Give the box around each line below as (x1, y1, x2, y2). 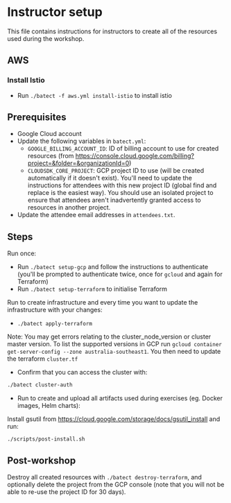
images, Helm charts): (17, 402, 81, 410)
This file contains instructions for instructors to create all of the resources (7, 27, 217, 35)
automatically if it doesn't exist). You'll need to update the (27, 174, 192, 182)
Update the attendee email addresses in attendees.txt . (17, 211, 176, 219)
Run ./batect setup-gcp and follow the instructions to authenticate (17, 263, 209, 271)
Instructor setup (7, 4, 103, 20)
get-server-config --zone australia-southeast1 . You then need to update (7, 348, 221, 356)
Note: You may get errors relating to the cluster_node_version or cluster (7, 332, 212, 341)
